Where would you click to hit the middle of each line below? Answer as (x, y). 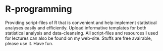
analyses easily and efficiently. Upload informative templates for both (76, 27)
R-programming (39, 9)
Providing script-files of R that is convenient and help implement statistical (81, 23)
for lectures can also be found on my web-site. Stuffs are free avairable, (79, 38)
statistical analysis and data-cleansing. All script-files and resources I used (82, 33)
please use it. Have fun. (29, 43)
